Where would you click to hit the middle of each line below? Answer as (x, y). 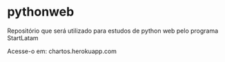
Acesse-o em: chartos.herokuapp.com (62, 51)
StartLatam (23, 37)
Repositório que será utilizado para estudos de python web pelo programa (113, 31)
